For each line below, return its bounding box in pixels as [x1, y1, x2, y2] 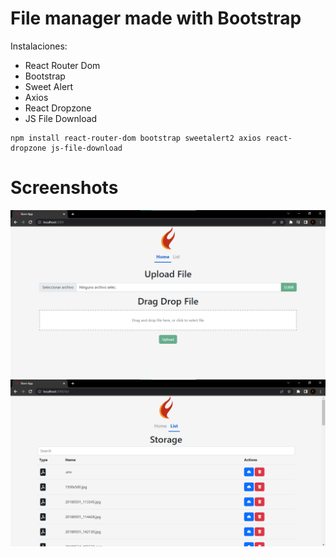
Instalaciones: [10, 40, 68, 52]
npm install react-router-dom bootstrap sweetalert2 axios [10, 133, 262, 143]
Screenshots [10, 177, 119, 199]
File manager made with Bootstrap [10, 7, 302, 30]
